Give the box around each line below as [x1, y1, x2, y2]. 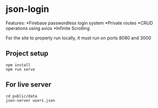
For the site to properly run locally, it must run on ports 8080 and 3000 [5, 35, 151, 41]
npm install [5, 62, 30, 68]
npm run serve [5, 67, 35, 72]
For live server [5, 81, 51, 89]
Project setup [5, 49, 49, 58]
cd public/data [5, 94, 37, 99]
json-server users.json [5, 98, 55, 103]
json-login [5, 3, 49, 15]
